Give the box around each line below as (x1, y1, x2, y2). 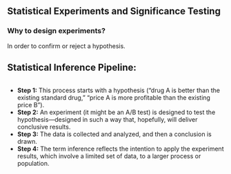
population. (17, 159, 50, 167)
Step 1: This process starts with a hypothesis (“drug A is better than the (17, 86, 221, 94)
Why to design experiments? (7, 26, 106, 36)
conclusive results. (17, 122, 71, 131)
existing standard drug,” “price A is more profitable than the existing (17, 93, 210, 102)
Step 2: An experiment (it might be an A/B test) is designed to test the (17, 108, 216, 116)
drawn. (17, 137, 38, 145)
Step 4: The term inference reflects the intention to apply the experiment (17, 144, 224, 153)
